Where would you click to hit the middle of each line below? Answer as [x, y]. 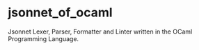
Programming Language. [43, 38]
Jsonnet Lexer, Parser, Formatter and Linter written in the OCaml [100, 32]
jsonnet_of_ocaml [61, 13]
